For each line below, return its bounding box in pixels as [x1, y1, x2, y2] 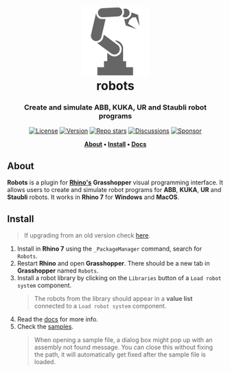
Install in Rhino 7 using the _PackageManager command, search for [16, 244, 203, 253]
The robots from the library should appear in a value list [34, 295, 193, 303]
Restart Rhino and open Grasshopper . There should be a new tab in [16, 259, 210, 268]
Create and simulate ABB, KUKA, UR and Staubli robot [23, 103, 207, 112]
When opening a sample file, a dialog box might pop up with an [34, 336, 213, 344]
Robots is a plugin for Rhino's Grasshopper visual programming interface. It [7, 178, 223, 187]
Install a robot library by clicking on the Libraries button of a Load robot [16, 274, 222, 282]
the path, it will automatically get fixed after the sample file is [34, 350, 206, 359]
